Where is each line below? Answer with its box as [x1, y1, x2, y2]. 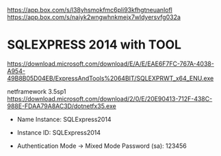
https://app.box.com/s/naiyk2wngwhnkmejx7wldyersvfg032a [7, 13, 181, 21]
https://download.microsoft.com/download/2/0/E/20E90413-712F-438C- [7, 94, 213, 103]
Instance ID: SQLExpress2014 [16, 128, 101, 136]
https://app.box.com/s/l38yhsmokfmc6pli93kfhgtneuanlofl [7, 6, 172, 14]
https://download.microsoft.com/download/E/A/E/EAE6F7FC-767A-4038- [7, 60, 214, 68]
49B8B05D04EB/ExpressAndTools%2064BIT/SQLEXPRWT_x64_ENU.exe [7, 74, 214, 82]
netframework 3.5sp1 [7, 87, 66, 95]
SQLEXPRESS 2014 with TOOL [7, 37, 182, 53]
